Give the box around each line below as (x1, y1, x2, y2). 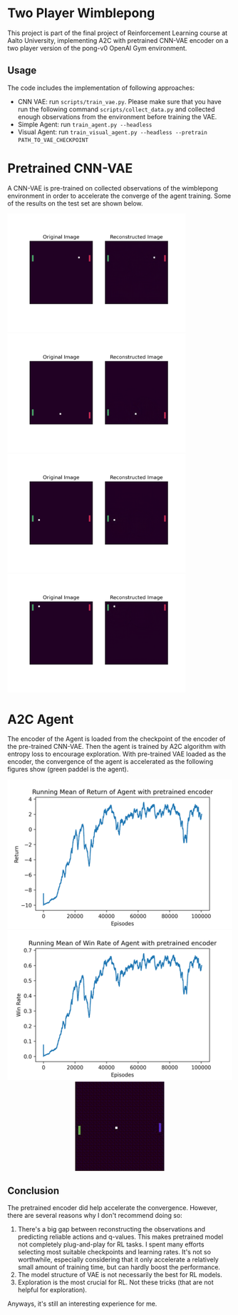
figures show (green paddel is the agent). (7, 765, 129, 774)
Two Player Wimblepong (7, 5, 155, 21)
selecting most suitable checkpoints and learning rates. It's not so (17, 1248, 212, 1256)
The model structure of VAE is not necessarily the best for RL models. (17, 1271, 222, 1279)
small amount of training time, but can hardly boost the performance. (17, 1263, 221, 1271)
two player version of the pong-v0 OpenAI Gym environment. (7, 44, 187, 52)
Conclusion (7, 1184, 60, 1196)
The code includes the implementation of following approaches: (7, 84, 195, 92)
